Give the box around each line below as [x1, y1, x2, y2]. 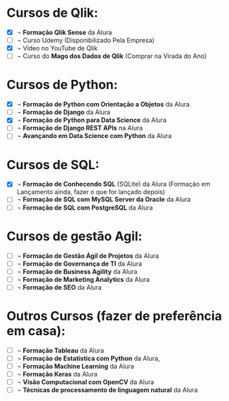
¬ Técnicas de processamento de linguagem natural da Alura [16, 386, 198, 394]
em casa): [6, 323, 66, 339]
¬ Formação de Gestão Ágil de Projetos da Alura [16, 251, 159, 260]
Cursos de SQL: [6, 156, 100, 172]
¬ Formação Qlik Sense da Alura [16, 28, 112, 36]
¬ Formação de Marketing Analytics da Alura [16, 275, 150, 283]
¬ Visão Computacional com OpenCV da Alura [16, 378, 155, 386]
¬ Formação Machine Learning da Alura [16, 362, 134, 370]
